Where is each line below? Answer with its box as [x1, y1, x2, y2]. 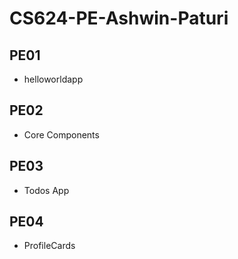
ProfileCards [23, 240, 76, 252]
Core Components [23, 128, 100, 141]
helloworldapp [23, 73, 84, 85]
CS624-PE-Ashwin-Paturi [9, 7, 229, 30]
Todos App [23, 184, 70, 196]
